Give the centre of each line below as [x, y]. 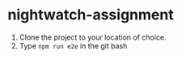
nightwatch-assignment [91, 15]
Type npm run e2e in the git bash [73, 45]
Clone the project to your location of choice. [93, 37]
